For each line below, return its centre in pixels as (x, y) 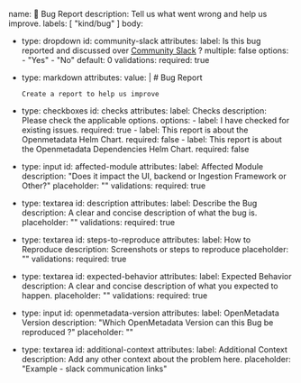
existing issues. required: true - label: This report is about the (135, 130)
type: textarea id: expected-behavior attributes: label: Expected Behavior (156, 276)
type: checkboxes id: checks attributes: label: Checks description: (144, 111)
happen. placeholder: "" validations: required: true (114, 296)
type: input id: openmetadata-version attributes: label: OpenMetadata (150, 313)
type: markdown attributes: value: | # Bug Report (112, 78)
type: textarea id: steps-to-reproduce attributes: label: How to (136, 240)
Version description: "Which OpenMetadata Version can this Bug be (147, 323)
